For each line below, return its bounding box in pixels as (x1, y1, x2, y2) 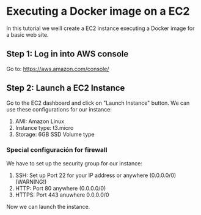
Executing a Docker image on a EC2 (6, 4, 190, 18)
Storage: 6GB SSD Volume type (15, 130, 95, 138)
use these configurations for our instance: (6, 105, 112, 113)
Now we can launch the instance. (6, 203, 90, 210)
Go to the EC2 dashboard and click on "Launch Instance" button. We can (6, 99, 190, 107)
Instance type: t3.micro (15, 124, 74, 131)
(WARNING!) (15, 178, 47, 185)
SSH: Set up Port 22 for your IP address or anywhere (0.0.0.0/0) (15, 172, 177, 179)
